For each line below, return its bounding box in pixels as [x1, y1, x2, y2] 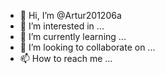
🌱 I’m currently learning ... [19, 31, 127, 42]
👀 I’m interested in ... [19, 20, 105, 32]
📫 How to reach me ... [19, 53, 113, 64]
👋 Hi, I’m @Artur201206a [19, 10, 122, 21]
